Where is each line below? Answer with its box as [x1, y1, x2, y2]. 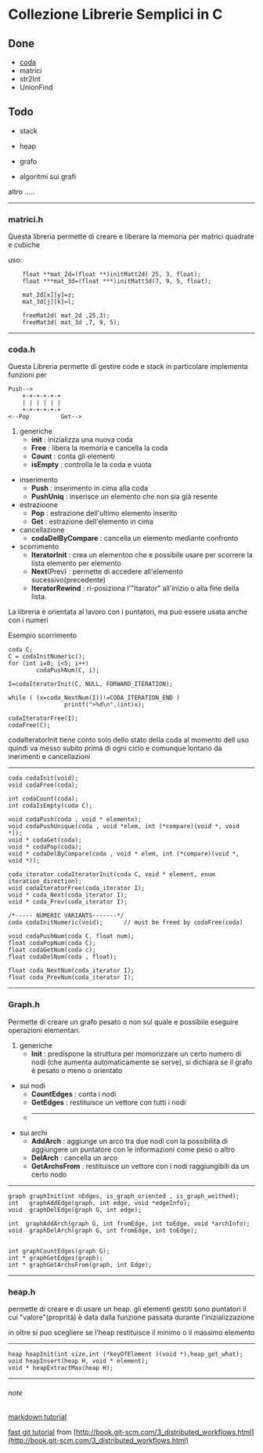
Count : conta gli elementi [31, 451, 115, 461]
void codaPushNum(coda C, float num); [8, 933, 135, 940]
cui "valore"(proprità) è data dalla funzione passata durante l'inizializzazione [8, 1312, 254, 1322]
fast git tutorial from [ [8, 1427, 77, 1437]
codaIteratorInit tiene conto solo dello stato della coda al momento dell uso [8, 736, 249, 745]
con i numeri [8, 615, 49, 625]
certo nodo [31, 1170, 67, 1179]
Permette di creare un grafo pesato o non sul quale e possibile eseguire [8, 1017, 239, 1026]
